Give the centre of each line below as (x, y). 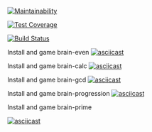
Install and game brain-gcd (47, 79)
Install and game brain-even (48, 52)
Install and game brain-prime (50, 107)
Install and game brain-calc (47, 66)
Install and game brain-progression (59, 93)
